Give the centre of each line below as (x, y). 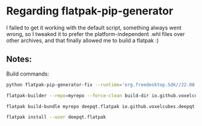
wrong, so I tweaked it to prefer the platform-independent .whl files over (96, 34)
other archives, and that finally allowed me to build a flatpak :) (83, 40)
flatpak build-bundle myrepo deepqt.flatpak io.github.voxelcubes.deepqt (101, 106)
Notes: (19, 59)
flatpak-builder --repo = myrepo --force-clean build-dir (78, 95)
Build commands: (28, 74)
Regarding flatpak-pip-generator (90, 11)
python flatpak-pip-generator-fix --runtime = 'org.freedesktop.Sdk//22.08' (102, 85)
